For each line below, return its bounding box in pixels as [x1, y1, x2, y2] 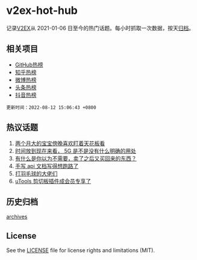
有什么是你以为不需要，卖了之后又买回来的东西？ [14, 155, 137, 162]
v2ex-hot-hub [6, 4, 78, 18]
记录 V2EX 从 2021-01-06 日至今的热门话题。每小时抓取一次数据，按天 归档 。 [6, 24, 195, 31]
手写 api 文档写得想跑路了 [14, 162, 79, 169]
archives [6, 213, 28, 221]
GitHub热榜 [14, 61, 43, 68]
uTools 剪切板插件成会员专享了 [14, 177, 92, 184]
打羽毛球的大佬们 [14, 170, 58, 177]
